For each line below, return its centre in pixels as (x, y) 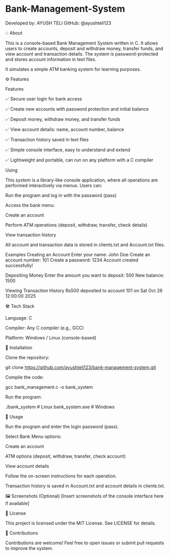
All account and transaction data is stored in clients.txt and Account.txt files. (85, 245)
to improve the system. (29, 548)
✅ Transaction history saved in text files (47, 139)
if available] (17, 503)
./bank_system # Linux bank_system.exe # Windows (60, 407)
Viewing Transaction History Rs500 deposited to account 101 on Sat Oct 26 (84, 290)
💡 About (14, 33)
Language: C (19, 318)
